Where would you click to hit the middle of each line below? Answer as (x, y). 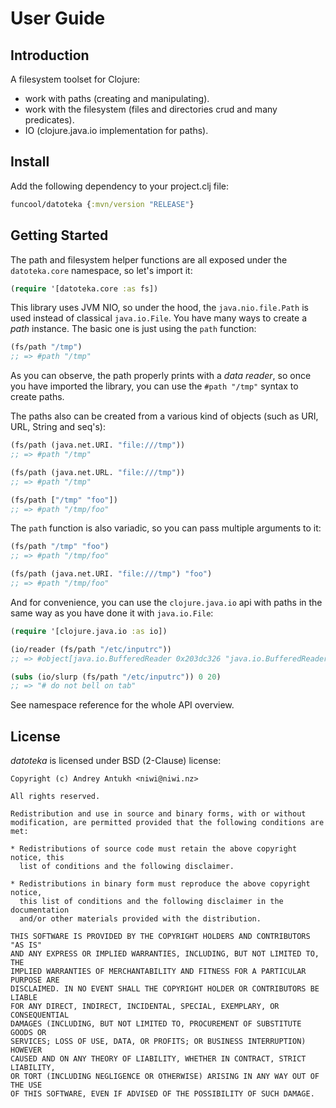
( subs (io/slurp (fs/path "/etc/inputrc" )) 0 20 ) (116, 677)
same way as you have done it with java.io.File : (112, 613)
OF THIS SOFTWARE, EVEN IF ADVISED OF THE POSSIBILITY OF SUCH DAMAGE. (162, 1094)
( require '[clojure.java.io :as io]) (89, 631)
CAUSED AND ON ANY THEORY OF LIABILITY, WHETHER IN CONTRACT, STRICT (158, 1059)
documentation (40, 910)
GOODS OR (28, 1033)
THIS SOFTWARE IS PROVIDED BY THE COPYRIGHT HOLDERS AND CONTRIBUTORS (160, 937)
